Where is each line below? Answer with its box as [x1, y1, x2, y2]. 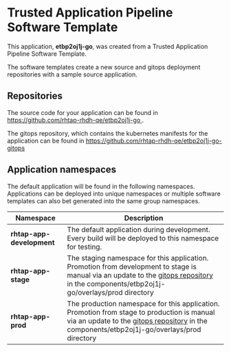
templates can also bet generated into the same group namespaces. [7, 196, 201, 205]
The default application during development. [67, 225, 210, 234]
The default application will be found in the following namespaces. [7, 182, 195, 190]
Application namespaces [7, 164, 117, 176]
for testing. [67, 242, 102, 251]
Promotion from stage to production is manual [67, 307, 215, 317]
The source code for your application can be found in [7, 108, 158, 116]
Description [124, 213, 164, 222]
